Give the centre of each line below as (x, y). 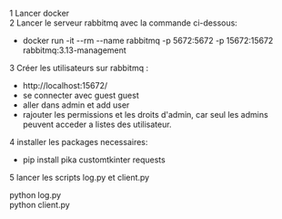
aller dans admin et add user (76, 105)
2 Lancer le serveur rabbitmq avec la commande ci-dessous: (124, 23)
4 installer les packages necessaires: (79, 142)
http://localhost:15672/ (65, 85)
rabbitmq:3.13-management (75, 50)
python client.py (40, 205)
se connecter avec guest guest (81, 95)
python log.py (35, 195)
